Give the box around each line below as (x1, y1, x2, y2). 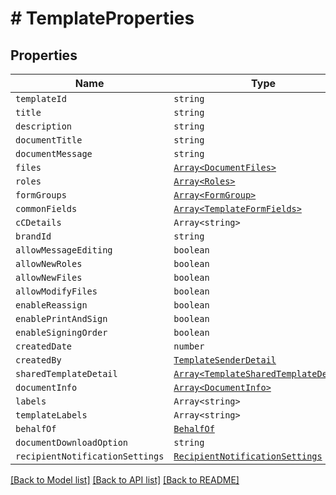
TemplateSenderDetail (173, 355, 277, 366)
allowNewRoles (15, 258, 83, 269)
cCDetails (15, 217, 62, 228)
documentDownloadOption (15, 437, 129, 448)
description (15, 121, 73, 132)
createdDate (15, 341, 73, 352)
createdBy (15, 355, 62, 366)
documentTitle (15, 135, 83, 146)
